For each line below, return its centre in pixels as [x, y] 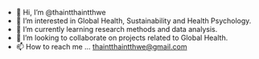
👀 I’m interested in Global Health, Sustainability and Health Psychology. [134, 21]
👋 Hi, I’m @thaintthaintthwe [61, 12]
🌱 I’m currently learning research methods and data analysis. [117, 29]
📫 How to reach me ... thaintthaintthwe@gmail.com [101, 47]
